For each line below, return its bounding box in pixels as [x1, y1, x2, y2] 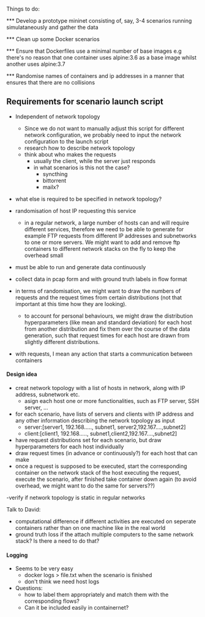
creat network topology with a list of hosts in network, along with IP [15, 385, 185, 392]
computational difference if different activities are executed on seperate [15, 518, 196, 525]
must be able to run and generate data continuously [15, 263, 146, 270]
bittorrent [42, 177, 67, 184]
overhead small [24, 251, 64, 259]
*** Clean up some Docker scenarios [6, 36, 100, 42]
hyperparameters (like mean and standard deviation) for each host [24, 318, 192, 326]
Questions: [15, 584, 43, 592]
